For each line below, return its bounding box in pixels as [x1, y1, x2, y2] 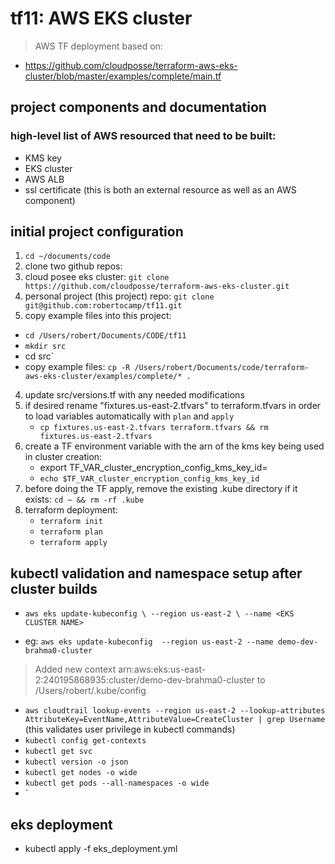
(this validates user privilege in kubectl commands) [24, 723, 236, 736]
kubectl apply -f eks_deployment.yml [24, 843, 178, 855]
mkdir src [24, 342, 67, 352]
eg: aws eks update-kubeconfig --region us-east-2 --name [24, 635, 274, 647]
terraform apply [39, 538, 108, 548]
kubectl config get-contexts [24, 736, 147, 746]
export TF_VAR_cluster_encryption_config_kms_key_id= [39, 462, 268, 474]
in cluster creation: [24, 451, 103, 463]
